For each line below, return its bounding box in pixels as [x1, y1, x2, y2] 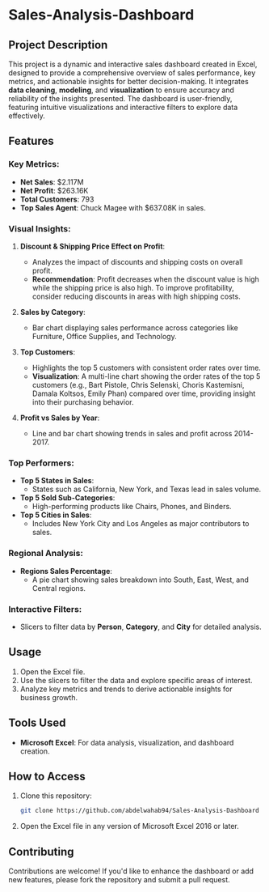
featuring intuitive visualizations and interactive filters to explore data [8, 103, 238, 112]
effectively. [8, 111, 46, 121]
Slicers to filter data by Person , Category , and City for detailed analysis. [19, 622, 262, 631]
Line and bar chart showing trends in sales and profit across [32, 428, 233, 438]
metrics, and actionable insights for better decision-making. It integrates [8, 77, 249, 86]
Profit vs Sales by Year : [19, 413, 100, 423]
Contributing [8, 844, 74, 859]
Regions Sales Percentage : [19, 566, 113, 576]
